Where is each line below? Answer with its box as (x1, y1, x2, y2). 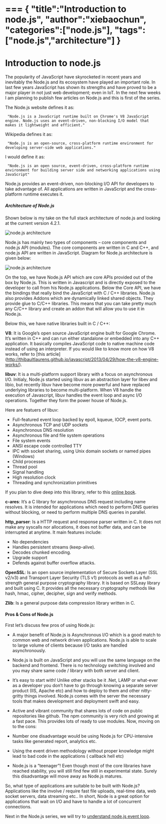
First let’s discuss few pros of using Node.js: (5, 622, 95, 628)
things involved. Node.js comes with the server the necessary (24, 693, 150, 699)
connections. (5, 804, 32, 810)
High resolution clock (12, 474, 56, 480)
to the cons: (12, 724, 37, 730)
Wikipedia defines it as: (5, 131, 53, 137)
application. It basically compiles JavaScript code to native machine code (5, 341, 155, 347)
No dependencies (12, 539, 49, 545)
